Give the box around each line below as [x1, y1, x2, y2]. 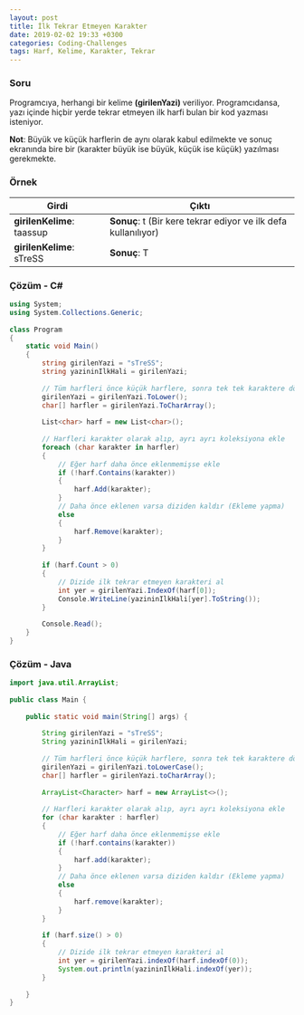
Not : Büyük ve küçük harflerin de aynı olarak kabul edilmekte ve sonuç [9, 134, 273, 145]
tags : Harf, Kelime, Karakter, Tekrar [9, 47, 156, 56]
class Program [9, 325, 63, 334]
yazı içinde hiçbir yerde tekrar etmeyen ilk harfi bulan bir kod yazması [9, 107, 269, 118]
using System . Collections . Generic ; [9, 308, 144, 317]
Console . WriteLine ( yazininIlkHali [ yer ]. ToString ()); [57, 594, 261, 603]
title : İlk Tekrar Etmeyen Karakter [9, 22, 147, 31]
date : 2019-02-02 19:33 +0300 [9, 30, 124, 39]
